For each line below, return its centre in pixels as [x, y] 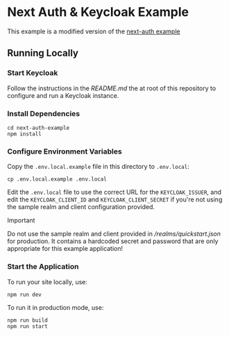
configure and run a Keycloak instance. [63, 95]
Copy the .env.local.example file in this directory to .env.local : [98, 167]
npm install [24, 134]
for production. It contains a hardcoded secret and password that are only [113, 241]
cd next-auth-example [39, 128]
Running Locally [43, 53]
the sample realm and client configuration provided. [81, 207]
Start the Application [43, 267]
